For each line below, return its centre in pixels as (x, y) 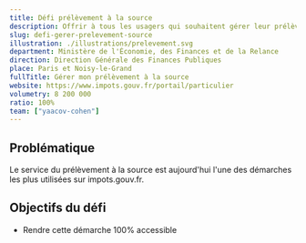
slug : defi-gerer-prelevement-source (81, 35)
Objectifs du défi (58, 208)
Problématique (52, 148)
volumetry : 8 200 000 (51, 94)
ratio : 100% (32, 102)
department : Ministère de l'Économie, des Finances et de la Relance (144, 52)
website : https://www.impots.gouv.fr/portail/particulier (122, 86)
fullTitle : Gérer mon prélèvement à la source (99, 77)
